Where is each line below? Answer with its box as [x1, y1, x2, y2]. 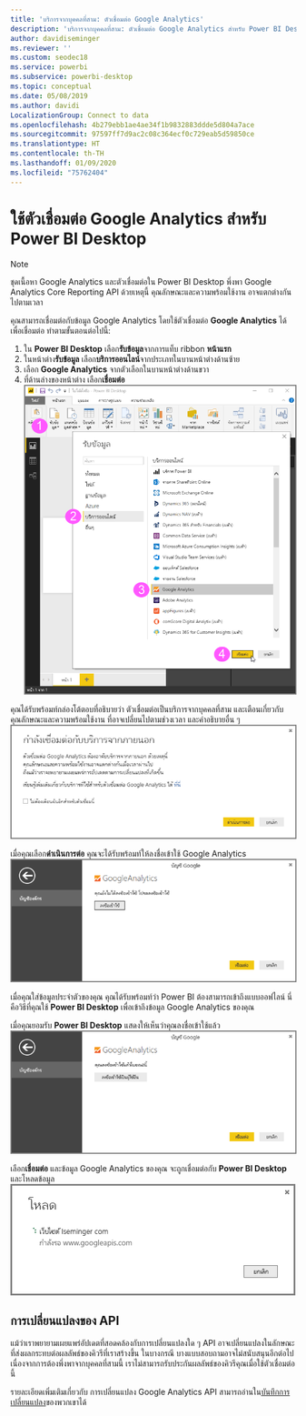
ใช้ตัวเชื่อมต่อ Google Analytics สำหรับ [10, 208, 267, 229]
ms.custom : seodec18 [10, 53, 89, 63]
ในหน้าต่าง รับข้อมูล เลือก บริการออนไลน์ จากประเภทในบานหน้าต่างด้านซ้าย [23, 353, 240, 364]
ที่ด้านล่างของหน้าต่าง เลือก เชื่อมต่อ [23, 374, 125, 385]
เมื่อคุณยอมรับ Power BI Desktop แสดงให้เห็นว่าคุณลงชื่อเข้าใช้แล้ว [10, 1019, 221, 1031]
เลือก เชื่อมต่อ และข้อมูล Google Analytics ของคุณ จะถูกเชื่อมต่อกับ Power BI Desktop [10, 1162, 287, 1173]
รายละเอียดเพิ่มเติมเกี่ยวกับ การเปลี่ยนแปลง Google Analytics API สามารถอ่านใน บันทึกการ [10, 1386, 291, 1397]
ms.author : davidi [10, 101, 80, 110]
